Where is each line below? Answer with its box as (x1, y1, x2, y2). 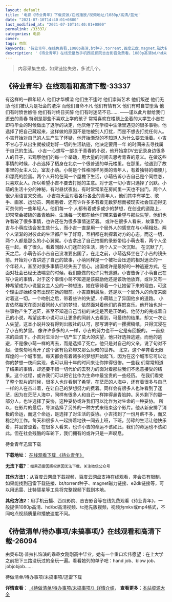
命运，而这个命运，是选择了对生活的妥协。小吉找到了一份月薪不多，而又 (14, 411, 167, 417)
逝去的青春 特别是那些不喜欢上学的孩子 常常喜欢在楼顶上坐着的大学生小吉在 (5, 116, 165, 122)
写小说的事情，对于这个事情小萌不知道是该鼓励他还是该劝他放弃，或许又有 (5, 276, 162, 283)
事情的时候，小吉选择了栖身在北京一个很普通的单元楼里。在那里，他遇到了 (5, 160, 162, 167)
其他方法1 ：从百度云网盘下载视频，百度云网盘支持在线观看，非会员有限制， (5, 474, 165, 480)
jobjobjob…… (5, 563, 33, 570)
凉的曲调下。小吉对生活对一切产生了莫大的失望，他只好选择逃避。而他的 (5, 334, 158, 340)
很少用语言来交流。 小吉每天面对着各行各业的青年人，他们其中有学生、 (5, 193, 155, 199)
